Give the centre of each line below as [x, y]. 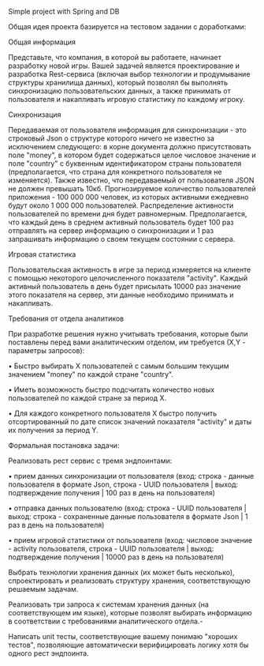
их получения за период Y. [53, 430]
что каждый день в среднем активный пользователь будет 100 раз [121, 222]
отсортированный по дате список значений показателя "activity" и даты [130, 421]
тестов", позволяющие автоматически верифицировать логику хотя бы [128, 645]
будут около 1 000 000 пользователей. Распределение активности [121, 205]
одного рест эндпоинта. [48, 653]
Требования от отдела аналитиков [66, 318]
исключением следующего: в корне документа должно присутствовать [130, 147]
